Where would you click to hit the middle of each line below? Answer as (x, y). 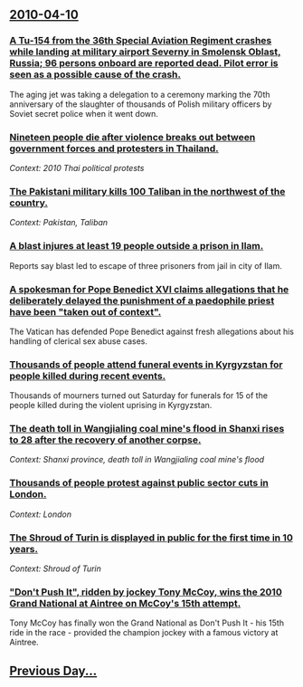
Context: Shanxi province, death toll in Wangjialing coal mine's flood (137, 460)
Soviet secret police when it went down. (84, 113)
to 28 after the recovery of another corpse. (105, 440)
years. (24, 549)
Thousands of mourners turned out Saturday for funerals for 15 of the (139, 396)
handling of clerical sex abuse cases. (78, 341)
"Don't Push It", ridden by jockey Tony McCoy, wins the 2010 (146, 592)
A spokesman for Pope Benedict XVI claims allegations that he (149, 289)
